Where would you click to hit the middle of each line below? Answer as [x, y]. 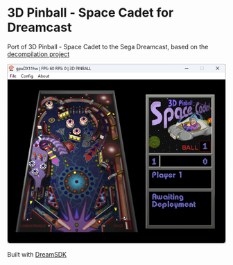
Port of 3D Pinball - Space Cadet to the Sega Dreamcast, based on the [108, 46]
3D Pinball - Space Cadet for [90, 13]
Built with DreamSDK [37, 254]
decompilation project [38, 54]
